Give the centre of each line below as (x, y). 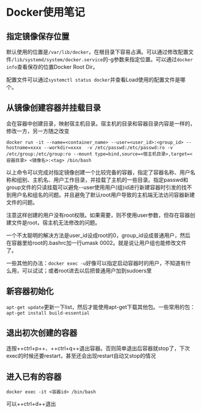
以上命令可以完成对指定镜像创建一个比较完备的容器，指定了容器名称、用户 (98, 172)
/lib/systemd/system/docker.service (57, 60)
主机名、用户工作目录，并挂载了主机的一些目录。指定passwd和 (110, 179)
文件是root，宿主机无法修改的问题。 (56, 222)
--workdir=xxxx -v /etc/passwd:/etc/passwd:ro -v (108, 148)
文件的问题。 (22, 202)
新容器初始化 (30, 291)
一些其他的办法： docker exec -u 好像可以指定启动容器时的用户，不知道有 (96, 263)
